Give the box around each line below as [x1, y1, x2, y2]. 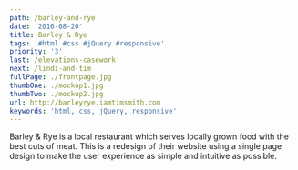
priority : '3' [9, 47, 64, 56]
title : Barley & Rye [9, 30, 88, 39]
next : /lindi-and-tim [9, 65, 92, 74]
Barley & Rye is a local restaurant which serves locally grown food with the [9, 131, 290, 142]
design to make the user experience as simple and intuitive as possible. [9, 151, 278, 162]
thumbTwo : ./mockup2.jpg [9, 89, 104, 98]
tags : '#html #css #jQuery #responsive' [9, 38, 166, 48]
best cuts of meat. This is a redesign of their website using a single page [9, 141, 283, 152]
